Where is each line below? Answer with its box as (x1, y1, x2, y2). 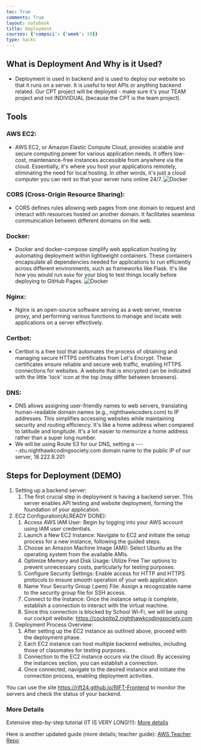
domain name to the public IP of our (101, 447, 191, 454)
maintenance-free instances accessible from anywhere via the (29, 156, 184, 163)
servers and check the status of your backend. (6, 690, 122, 697)
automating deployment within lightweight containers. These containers (14, 252, 193, 259)
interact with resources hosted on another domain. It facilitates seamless (14, 210, 195, 217)
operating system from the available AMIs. (23, 550, 129, 557)
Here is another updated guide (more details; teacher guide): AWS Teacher (6, 731, 191, 738)
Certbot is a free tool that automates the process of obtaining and (14, 347, 177, 355)
